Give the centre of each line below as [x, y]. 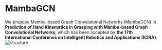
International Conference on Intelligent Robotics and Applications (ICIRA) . [81, 37]
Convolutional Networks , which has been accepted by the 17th [69, 32]
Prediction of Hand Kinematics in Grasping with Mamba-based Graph [77, 27]
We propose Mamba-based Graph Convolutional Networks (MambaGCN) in [81, 22]
